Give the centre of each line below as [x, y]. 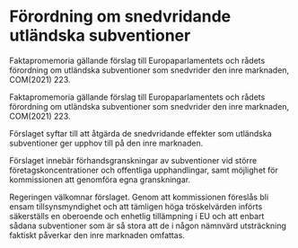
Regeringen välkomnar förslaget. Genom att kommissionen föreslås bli [139, 197]
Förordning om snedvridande [120, 17]
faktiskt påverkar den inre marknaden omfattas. [97, 235]
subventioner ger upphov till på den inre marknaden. [106, 143]
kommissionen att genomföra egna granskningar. [100, 179]
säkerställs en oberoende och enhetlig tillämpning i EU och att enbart [137, 216]
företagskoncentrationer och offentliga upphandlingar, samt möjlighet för [144, 170]
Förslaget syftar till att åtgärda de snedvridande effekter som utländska [140, 133]
